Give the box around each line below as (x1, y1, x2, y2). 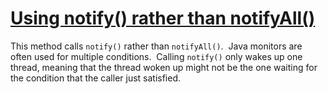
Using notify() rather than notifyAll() (10, 7, 316, 30)
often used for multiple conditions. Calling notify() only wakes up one (10, 50, 303, 62)
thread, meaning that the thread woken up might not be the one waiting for (10, 61, 318, 73)
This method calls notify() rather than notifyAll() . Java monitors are (10, 40, 303, 52)
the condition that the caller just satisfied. (10, 72, 182, 84)
